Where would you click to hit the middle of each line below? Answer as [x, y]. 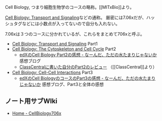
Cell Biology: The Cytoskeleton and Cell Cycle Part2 [64, 49]
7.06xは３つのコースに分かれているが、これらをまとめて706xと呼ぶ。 [75, 34]
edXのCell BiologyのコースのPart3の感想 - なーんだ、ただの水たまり [87, 78]
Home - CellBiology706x [37, 113]
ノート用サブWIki [31, 101]
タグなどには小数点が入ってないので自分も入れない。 [67, 24]
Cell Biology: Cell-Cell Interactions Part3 [53, 72]
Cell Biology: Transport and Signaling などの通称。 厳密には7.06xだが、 [76, 18]
